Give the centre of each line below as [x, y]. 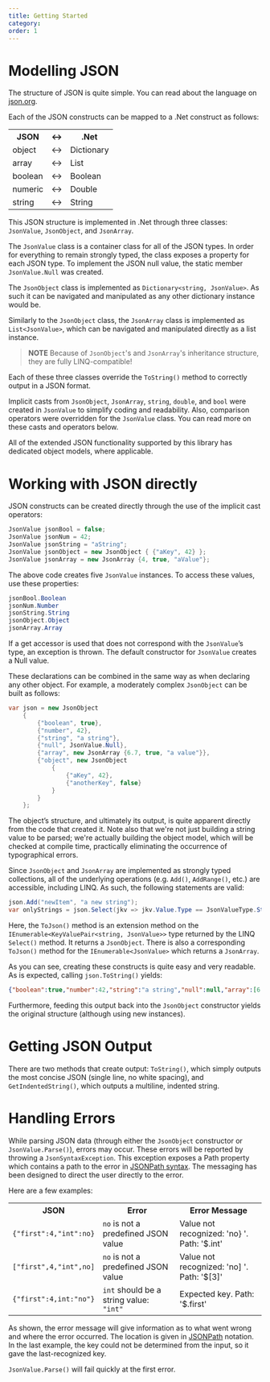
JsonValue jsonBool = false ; [57, 530]
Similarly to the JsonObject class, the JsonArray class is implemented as [127, 321]
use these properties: [44, 583]
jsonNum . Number [34, 606]
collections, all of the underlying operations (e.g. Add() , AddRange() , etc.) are [134, 879]
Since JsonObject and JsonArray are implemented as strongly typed [120, 871]
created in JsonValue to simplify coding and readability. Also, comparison [129, 410]
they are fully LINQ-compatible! [80, 362]
